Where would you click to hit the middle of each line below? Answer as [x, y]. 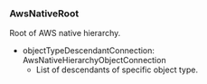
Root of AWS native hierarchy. [65, 33]
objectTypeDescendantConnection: [89, 51]
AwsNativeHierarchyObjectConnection [94, 61]
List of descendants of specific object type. [117, 70]
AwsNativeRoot [44, 14]
